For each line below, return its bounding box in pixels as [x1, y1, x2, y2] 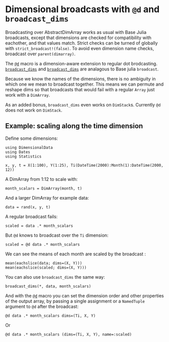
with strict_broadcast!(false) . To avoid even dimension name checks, [5, 45, 154, 51]
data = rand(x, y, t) [5, 204, 51, 210]
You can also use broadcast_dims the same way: [5, 274, 105, 280]
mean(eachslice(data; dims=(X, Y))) [5, 260, 82, 265]
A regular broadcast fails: [5, 213, 58, 219]
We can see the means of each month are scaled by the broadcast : [5, 251, 146, 257]
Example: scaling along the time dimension [5, 122, 143, 130]
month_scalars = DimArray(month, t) [5, 186, 82, 191]
